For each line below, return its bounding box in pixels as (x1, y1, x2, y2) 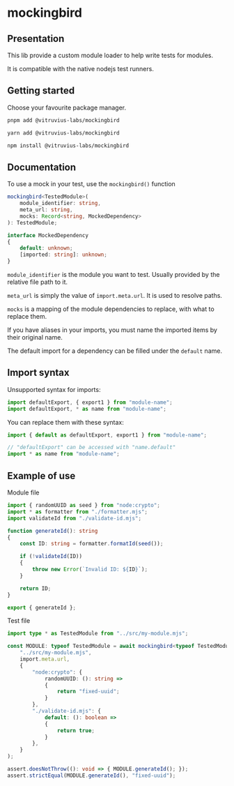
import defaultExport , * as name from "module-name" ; (7, 405, 167, 412)
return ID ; (19, 584, 52, 592)
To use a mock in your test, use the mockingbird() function (7, 180, 175, 188)
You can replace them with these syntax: (7, 418, 124, 426)
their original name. (7, 333, 63, 341)
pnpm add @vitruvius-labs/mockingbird (7, 116, 120, 123)
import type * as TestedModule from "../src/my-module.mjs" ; (7, 630, 189, 637)
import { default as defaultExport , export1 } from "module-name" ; (7, 431, 208, 439)
